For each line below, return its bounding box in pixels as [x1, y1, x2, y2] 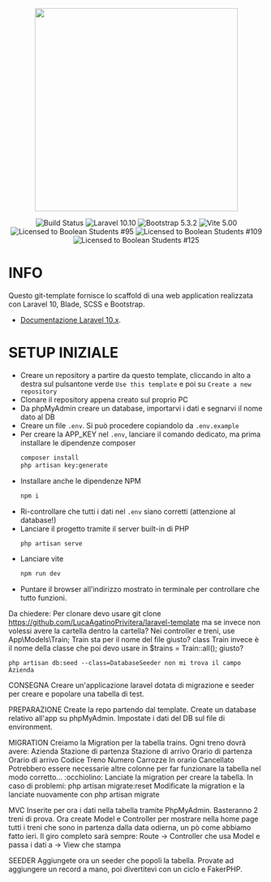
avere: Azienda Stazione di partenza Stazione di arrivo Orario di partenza [8, 746, 253, 756]
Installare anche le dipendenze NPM [19, 476, 142, 485]
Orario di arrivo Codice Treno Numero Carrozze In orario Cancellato [8, 755, 235, 765]
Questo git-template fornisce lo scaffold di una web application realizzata [8, 290, 254, 300]
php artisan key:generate [19, 461, 108, 469]
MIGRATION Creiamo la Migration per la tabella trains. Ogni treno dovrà [8, 738, 246, 748]
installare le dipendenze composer [19, 437, 136, 447]
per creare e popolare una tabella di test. [8, 689, 144, 699]
